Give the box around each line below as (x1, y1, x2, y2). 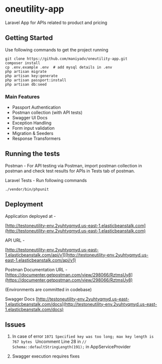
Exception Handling (12, 120, 52, 126)
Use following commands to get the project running (5, 46, 109, 52)
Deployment (5, 200, 43, 208)
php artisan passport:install (5, 77, 67, 83)
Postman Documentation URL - (5, 267, 67, 273)
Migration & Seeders (12, 131, 54, 136)
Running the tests (5, 150, 60, 158)
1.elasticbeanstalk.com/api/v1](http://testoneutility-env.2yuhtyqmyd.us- (5, 252, 149, 258)
